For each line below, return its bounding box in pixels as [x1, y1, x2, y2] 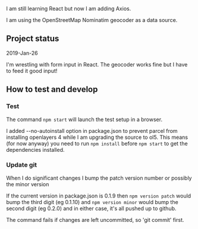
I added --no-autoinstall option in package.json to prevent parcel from [6, 127, 178, 134]
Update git [6, 161, 37, 169]
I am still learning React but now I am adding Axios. [6, 5, 131, 12]
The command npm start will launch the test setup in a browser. [6, 116, 162, 123]
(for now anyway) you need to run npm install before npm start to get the [6, 139, 188, 147]
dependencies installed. [6, 146, 65, 153]
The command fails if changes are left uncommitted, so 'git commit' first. [6, 216, 184, 223]
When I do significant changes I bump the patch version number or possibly [6, 174, 192, 182]
